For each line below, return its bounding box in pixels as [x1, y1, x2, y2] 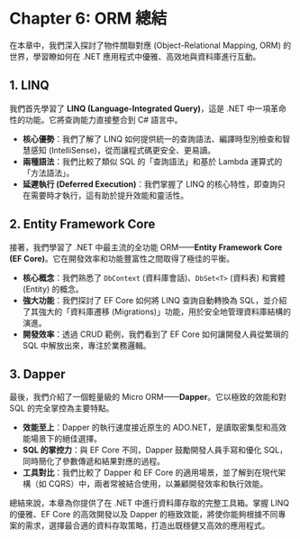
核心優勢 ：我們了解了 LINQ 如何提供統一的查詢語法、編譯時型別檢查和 [22, 133, 283, 144]
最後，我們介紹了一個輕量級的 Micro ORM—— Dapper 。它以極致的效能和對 [9, 392, 286, 403]
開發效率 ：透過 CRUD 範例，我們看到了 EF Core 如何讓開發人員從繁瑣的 [22, 329, 289, 339]
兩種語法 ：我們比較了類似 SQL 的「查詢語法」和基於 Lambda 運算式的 [22, 155, 283, 167]
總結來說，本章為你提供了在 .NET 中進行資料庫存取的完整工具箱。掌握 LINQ [9, 497, 290, 508]
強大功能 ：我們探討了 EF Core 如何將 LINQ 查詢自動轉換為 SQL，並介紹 [22, 294, 287, 305]
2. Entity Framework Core [9, 217, 156, 232]
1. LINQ [9, 78, 50, 93]
